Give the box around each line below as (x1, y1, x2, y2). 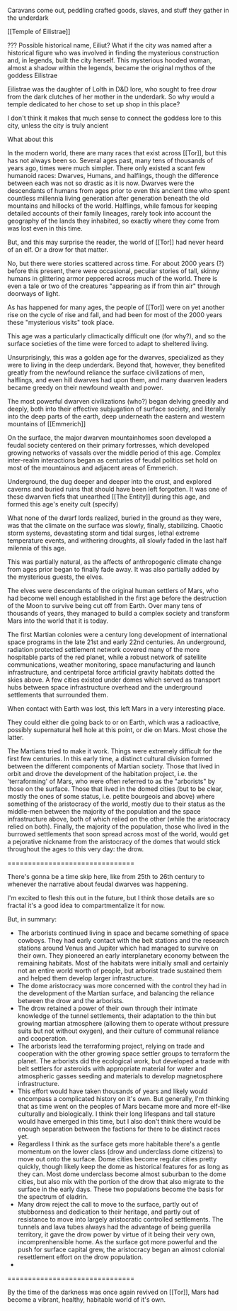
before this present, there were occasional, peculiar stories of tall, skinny (7, 267, 220, 275)
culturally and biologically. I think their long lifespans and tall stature (17, 1110, 216, 1118)
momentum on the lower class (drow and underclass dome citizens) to (17, 1147, 223, 1156)
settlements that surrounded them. (7, 691, 108, 699)
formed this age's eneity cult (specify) (7, 500, 119, 508)
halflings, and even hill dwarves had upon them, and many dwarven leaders (7, 376, 228, 384)
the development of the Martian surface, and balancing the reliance (17, 989, 214, 997)
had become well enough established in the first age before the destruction (7, 594, 227, 602)
